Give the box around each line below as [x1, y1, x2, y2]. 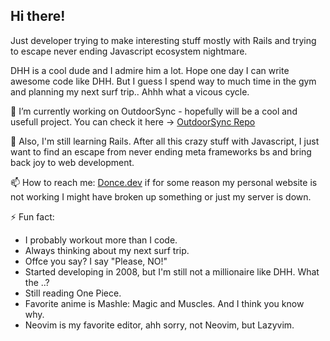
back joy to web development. [10, 156, 135, 168]
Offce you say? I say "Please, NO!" [24, 255, 168, 267]
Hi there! [10, 8, 66, 25]
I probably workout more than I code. [24, 234, 178, 246]
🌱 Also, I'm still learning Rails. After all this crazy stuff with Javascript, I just [10, 135, 320, 147]
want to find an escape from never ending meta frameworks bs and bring [10, 145, 312, 158]
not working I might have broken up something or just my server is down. [10, 190, 312, 203]
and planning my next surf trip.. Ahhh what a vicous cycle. [10, 85, 250, 98]
